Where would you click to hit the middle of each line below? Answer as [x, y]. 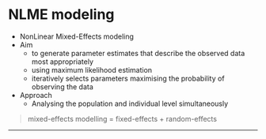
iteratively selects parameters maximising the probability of [128, 78]
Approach [36, 95]
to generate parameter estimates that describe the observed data [138, 53]
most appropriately [62, 62]
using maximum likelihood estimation [92, 69]
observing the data [62, 86]
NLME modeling [61, 15]
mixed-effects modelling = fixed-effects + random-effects [122, 118]
